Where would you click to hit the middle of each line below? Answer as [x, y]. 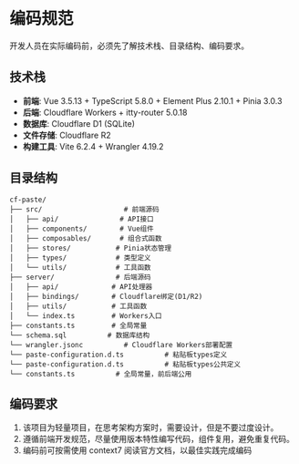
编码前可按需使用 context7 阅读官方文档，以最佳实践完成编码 [137, 450]
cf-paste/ [28, 200]
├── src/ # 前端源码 [84, 209]
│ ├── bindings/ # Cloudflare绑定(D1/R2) [106, 296]
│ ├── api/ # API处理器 [81, 287]
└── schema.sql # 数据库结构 [80, 335]
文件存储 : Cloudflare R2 [67, 135]
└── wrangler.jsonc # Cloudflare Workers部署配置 [121, 345]
